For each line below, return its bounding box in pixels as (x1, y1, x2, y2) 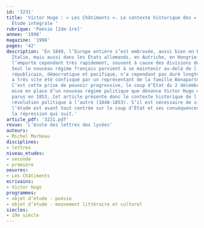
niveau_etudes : (6, 150, 45, 156)
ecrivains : (6, 179, 34, 185)
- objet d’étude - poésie (6, 195, 72, 201)
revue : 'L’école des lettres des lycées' (6, 122, 113, 128)
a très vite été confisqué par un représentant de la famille (12, 77, 172, 83)
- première (6, 162, 34, 168)
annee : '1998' (6, 32, 42, 38)
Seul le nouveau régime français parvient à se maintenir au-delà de (12, 65, 191, 72)
